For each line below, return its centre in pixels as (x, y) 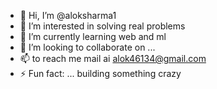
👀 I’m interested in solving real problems (102, 26)
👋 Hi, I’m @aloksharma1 (68, 15)
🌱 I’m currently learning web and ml (93, 36)
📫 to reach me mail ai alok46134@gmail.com (113, 58)
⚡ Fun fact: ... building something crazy (100, 73)
